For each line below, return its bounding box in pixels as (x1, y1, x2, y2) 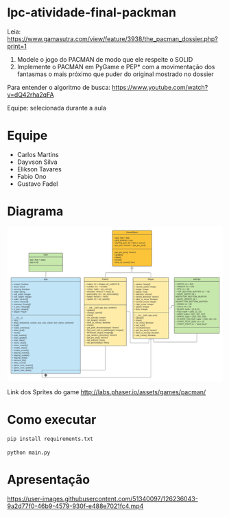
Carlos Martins (16, 150, 60, 158)
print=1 (7, 42, 27, 50)
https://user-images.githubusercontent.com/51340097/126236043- (7, 494, 199, 503)
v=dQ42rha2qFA (7, 91, 54, 99)
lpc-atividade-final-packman (7, 5, 177, 21)
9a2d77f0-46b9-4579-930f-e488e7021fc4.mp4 (7, 502, 144, 510)
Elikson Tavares (16, 165, 62, 173)
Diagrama (7, 204, 64, 219)
